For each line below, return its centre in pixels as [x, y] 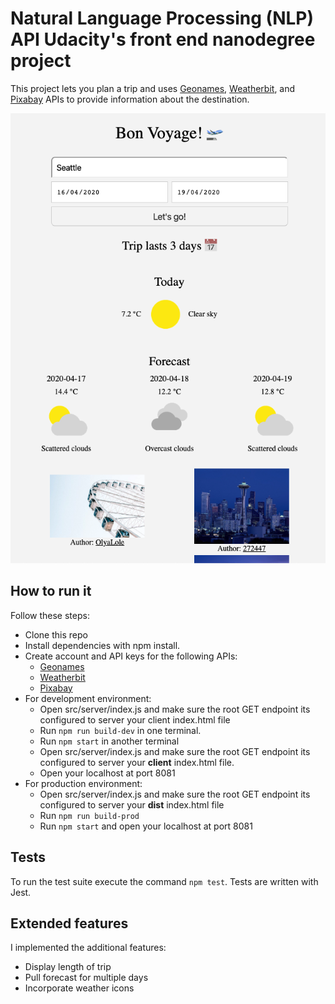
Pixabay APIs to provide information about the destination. [130, 99]
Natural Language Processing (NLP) [162, 18]
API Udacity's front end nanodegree [163, 39]
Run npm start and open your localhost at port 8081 [146, 826]
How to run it [51, 591]
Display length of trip [68, 967]
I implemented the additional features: [88, 948]
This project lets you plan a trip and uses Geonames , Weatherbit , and [153, 88]
